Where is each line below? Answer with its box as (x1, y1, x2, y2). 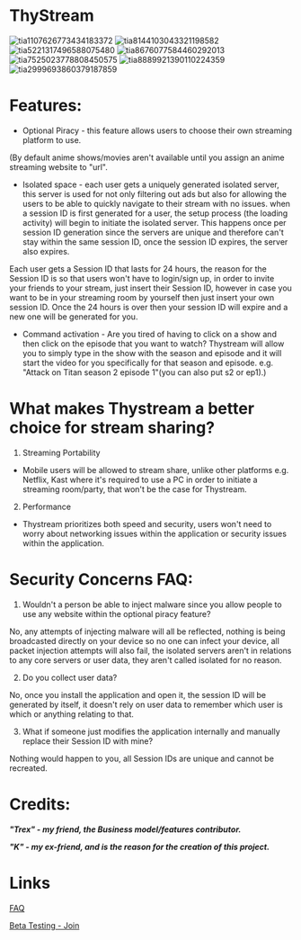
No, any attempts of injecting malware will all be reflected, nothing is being (9, 626, 286, 637)
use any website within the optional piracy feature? (22, 608, 211, 619)
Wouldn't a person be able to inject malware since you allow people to (22, 599, 282, 610)
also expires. (22, 246, 70, 256)
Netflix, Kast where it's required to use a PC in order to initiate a (22, 474, 258, 485)
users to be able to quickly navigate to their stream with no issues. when (22, 198, 290, 209)
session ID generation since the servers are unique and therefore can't (22, 227, 285, 237)
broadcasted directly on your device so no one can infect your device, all (9, 635, 280, 646)
